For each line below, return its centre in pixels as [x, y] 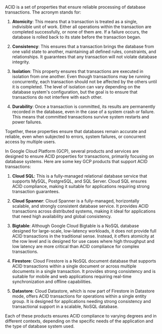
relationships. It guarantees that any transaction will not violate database [84, 57]
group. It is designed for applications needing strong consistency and [81, 301]
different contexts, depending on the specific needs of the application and [79, 321]
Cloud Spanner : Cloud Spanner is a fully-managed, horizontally [76, 201]
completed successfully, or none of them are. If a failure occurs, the [80, 32]
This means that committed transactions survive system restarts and [81, 117]
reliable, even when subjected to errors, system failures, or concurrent [75, 136]
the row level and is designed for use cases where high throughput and [83, 241]
